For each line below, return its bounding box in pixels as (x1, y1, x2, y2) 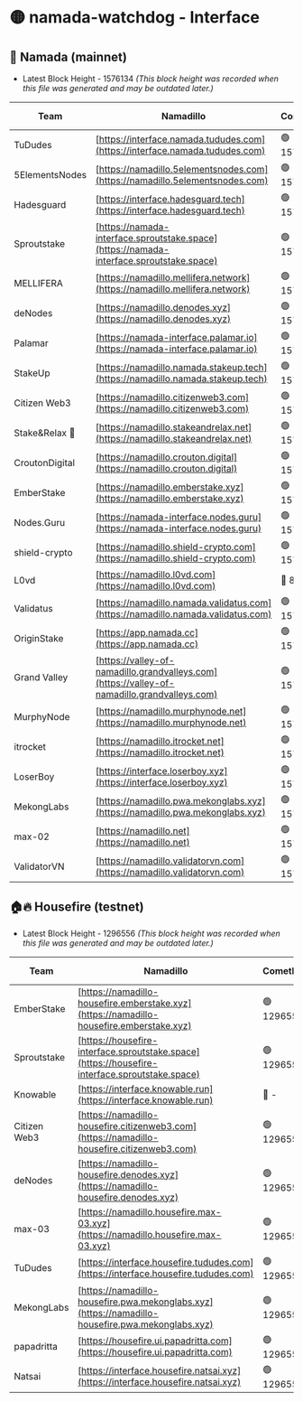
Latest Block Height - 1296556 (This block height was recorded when (22, 928, 281, 939)
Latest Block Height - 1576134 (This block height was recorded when (22, 73, 280, 84)
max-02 (14, 830, 50, 843)
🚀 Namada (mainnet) (9, 49, 128, 64)
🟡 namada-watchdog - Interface (9, 7, 260, 28)
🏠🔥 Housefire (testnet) (9, 900, 144, 915)
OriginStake (14, 631, 64, 644)
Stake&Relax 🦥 (14, 426, 76, 439)
